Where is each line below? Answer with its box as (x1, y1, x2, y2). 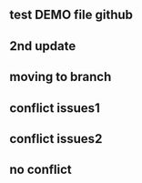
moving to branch (9, 69, 112, 85)
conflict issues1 (9, 100, 100, 116)
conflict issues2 (9, 131, 103, 147)
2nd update (9, 38, 76, 54)
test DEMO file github (9, 7, 134, 23)
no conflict (9, 162, 73, 178)
